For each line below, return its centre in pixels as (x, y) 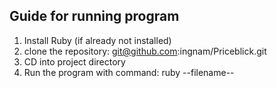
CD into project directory (74, 61)
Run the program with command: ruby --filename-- (129, 72)
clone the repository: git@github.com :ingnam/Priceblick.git (145, 51)
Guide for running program (94, 16)
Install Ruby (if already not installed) (97, 40)
